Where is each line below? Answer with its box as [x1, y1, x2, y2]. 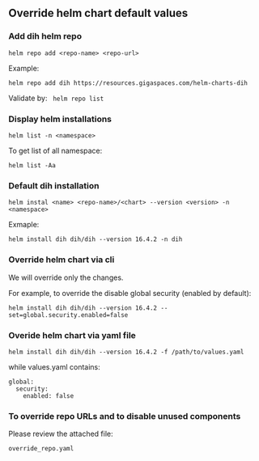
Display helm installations [8, 113, 112, 125]
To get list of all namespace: [8, 146, 103, 155]
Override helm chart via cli [8, 254, 115, 265]
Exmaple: [8, 220, 40, 230]
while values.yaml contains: [8, 362, 101, 371]
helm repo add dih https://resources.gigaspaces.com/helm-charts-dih [8, 78, 248, 87]
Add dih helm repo [8, 31, 83, 42]
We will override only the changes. [8, 273, 124, 282]
